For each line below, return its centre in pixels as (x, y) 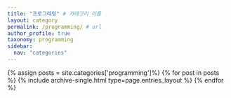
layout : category (33, 20)
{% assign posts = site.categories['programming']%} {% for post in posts (113, 72)
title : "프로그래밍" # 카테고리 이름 (54, 14)
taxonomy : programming (40, 40)
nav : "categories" (41, 53)
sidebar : (20, 46)
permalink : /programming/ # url (54, 27)
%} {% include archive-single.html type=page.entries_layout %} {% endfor (115, 80)
